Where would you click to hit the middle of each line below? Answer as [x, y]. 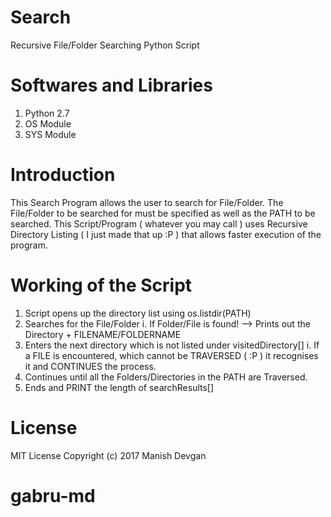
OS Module [48, 123]
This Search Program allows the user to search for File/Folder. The [147, 202]
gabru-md [53, 495]
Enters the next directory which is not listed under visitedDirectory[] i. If [172, 345]
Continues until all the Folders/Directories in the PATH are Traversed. [166, 377]
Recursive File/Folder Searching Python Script [105, 45]
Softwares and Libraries [111, 85]
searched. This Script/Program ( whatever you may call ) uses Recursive [159, 223]
